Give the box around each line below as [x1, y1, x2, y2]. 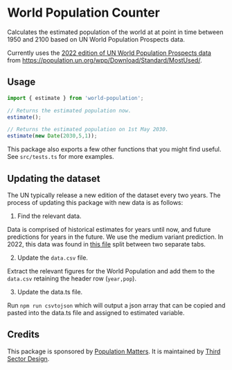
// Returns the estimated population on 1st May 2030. [7, 126, 169, 133]
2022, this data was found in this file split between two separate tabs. [7, 239, 206, 248]
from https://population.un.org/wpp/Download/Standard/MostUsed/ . [7, 56, 202, 64]
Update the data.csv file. [17, 253, 89, 262]
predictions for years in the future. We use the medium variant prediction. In [7, 233, 224, 241]
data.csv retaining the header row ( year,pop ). [7, 274, 137, 283]
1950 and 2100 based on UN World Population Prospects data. [7, 35, 186, 43]
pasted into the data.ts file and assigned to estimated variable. [7, 308, 185, 317]
